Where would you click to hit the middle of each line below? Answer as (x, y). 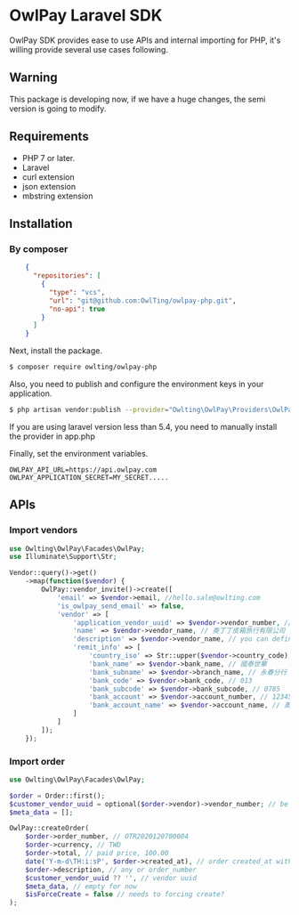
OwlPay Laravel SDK (86, 16)
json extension (49, 186)
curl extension (48, 177)
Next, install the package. (56, 351)
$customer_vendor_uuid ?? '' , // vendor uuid (111, 878)
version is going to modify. (58, 109)
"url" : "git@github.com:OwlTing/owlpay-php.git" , (143, 300)
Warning (33, 78)
